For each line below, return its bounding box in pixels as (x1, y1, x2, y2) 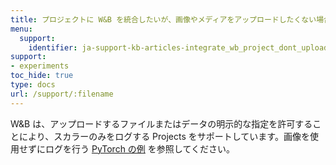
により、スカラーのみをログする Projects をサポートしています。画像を (18, 130, 310, 142)
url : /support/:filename (10, 89, 114, 99)
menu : (10, 24, 33, 34)
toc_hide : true (10, 71, 74, 81)
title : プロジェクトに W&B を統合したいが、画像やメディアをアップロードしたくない (10, 14, 317, 25)
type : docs (10, 80, 56, 90)
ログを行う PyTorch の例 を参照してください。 (44, 142, 235, 155)
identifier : (28, 42, 78, 53)
